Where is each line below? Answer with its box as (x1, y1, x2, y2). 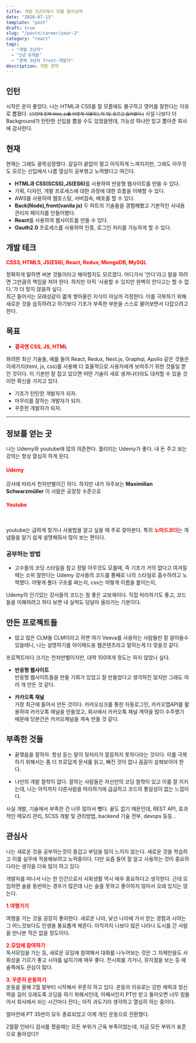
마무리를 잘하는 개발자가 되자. (14, 397, 82, 404)
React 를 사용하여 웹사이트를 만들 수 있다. (14, 217, 108, 223)
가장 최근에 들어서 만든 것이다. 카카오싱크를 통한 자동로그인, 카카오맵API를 (14, 701, 184, 708)
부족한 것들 (6, 734, 44, 744)
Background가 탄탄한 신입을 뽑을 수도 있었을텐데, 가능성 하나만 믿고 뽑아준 (6, 118, 177, 125)
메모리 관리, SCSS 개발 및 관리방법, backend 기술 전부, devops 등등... (16, 812, 177, 819)
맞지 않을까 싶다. (25, 285, 63, 292)
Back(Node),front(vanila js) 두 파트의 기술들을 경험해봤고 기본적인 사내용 (14, 202, 185, 209)
